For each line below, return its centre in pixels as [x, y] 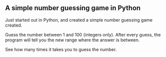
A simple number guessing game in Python [73, 8]
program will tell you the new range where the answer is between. [72, 40]
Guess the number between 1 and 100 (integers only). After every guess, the [83, 34]
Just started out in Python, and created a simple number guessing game [79, 20]
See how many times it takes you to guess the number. [61, 49]
